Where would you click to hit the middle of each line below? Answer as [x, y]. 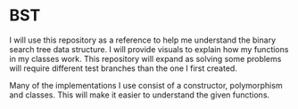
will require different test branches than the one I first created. [124, 68]
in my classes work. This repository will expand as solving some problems [145, 58]
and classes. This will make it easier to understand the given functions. [140, 95]
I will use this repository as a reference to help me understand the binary [143, 40]
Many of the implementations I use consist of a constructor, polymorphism [146, 85]
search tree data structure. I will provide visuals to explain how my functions [149, 49]
